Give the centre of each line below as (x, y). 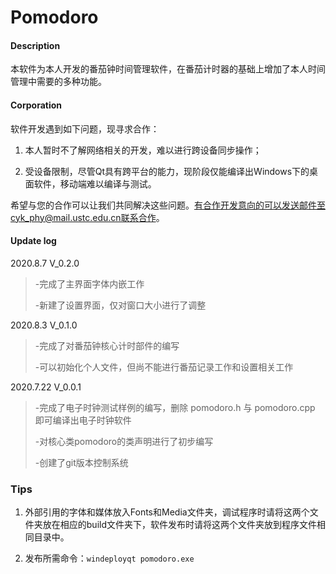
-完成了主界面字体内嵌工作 (89, 283)
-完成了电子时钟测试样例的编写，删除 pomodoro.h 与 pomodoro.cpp (175, 407)
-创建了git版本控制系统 (81, 462)
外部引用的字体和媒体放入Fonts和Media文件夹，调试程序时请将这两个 (167, 512)
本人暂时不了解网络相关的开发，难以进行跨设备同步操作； (143, 150)
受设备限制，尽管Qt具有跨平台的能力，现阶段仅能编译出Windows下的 (167, 171)
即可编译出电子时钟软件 (83, 420)
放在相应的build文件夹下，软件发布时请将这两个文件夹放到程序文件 (179, 525)
